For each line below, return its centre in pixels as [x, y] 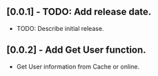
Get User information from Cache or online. [78, 66]
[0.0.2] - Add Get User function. [76, 50]
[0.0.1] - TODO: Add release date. [79, 12]
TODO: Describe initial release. [60, 28]
